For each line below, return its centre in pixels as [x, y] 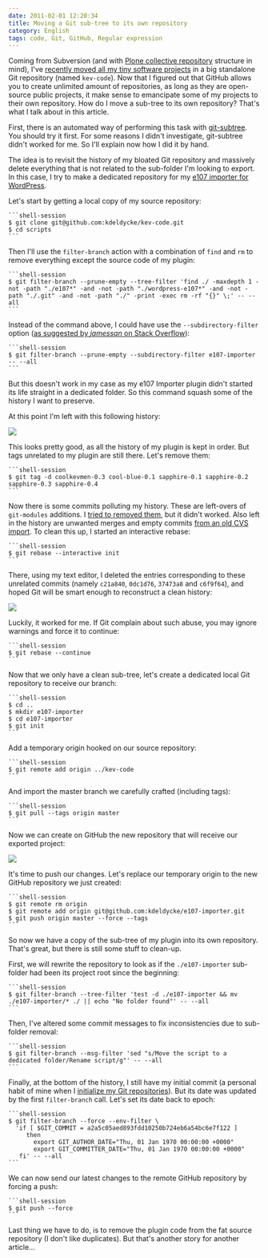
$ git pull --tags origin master [64, 813]
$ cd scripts [30, 230]
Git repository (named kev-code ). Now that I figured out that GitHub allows [130, 78]
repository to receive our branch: [63, 683]
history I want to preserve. [52, 401]
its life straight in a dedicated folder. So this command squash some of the [131, 393]
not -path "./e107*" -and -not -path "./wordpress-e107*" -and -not [125, 289]
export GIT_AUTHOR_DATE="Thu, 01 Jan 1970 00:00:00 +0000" [134, 1143]
